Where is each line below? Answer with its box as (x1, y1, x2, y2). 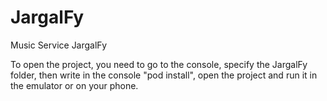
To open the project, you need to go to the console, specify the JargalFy (10, 58, 308, 70)
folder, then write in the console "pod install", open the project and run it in (10, 69, 318, 81)
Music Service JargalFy (10, 39, 108, 51)
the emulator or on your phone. (10, 79, 139, 91)
